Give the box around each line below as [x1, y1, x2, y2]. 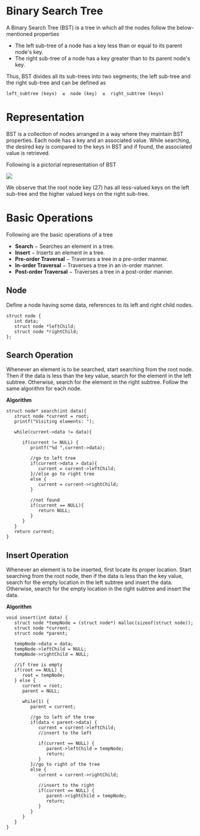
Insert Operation [6, 550, 69, 561]
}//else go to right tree [30, 471, 95, 477]
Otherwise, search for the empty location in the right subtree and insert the [6, 585, 191, 592]
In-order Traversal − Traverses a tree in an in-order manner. [14, 262, 164, 269]
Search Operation [6, 350, 73, 361]
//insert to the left [38, 730, 93, 736]
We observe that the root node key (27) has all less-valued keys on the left [6, 184, 190, 191]
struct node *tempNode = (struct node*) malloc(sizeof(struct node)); [14, 620, 194, 626]
